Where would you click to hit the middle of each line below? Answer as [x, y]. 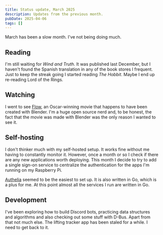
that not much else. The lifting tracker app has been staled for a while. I [76, 222]
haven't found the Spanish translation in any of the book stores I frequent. [79, 69]
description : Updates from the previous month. [54, 14]
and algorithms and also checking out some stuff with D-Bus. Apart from [78, 217]
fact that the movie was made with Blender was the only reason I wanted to [81, 117]
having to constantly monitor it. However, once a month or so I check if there [82, 155]
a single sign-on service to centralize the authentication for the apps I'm [77, 165]
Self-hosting [25, 138]
